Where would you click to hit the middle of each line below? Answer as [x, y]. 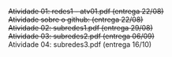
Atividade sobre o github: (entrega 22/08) [76, 20]
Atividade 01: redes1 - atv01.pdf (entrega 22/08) [86, 11]
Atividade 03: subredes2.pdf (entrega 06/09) [82, 36]
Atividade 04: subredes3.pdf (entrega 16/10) [80, 45]
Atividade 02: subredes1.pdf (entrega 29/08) [81, 28]
